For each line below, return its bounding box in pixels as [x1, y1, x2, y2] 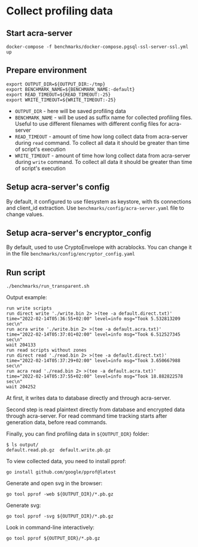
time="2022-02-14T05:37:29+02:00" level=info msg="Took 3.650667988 [6, 358, 181, 364]
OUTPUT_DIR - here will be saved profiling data [14, 107, 126, 114]
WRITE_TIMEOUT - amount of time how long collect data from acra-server [14, 151, 191, 159]
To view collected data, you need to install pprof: [6, 458, 127, 465]
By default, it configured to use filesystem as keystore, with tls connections [6, 197, 191, 205]
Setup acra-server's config [6, 182, 109, 192]
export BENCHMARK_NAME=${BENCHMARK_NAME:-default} [6, 86, 135, 92]
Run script [6, 268, 46, 278]
